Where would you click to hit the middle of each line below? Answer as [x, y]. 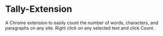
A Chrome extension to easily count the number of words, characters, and [82, 23]
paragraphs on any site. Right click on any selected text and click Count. [80, 28]
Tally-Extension [39, 9]
